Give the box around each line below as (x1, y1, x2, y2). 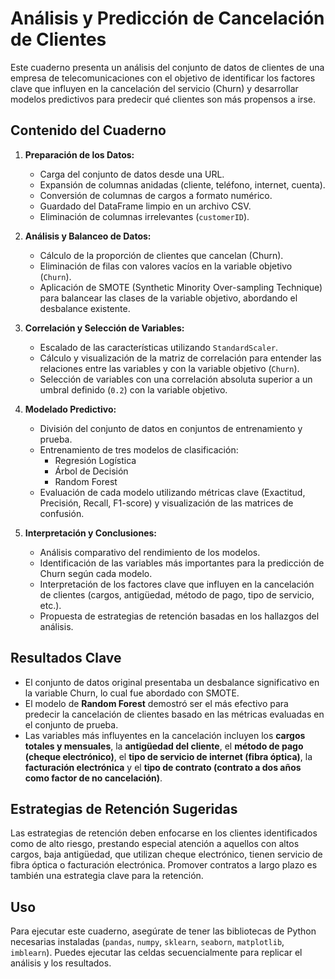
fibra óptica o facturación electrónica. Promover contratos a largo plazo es (10, 859, 318, 871)
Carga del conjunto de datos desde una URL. (39, 168, 225, 180)
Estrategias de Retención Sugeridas (10, 800, 238, 817)
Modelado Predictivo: (24, 403, 117, 415)
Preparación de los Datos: (24, 148, 135, 161)
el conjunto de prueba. (24, 718, 119, 731)
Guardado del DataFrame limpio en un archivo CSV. (39, 200, 252, 212)
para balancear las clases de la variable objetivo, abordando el (39, 292, 298, 304)
